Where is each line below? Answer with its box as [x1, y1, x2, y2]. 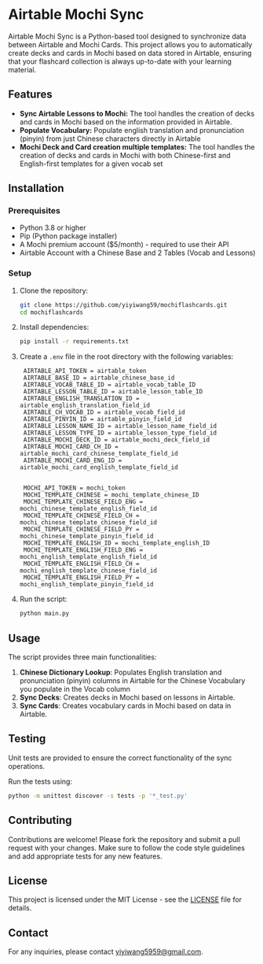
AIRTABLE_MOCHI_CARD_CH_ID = [23, 443, 119, 451]
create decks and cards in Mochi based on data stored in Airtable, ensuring [8, 48, 252, 57]
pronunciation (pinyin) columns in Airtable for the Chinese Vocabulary [19, 676, 246, 685]
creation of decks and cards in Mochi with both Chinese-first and [19, 150, 231, 160]
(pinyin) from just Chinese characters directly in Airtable [19, 134, 202, 143]
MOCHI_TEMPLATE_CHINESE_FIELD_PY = [23, 526, 140, 534]
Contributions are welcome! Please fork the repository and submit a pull [8, 834, 241, 844]
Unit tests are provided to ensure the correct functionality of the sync [8, 753, 232, 763]
